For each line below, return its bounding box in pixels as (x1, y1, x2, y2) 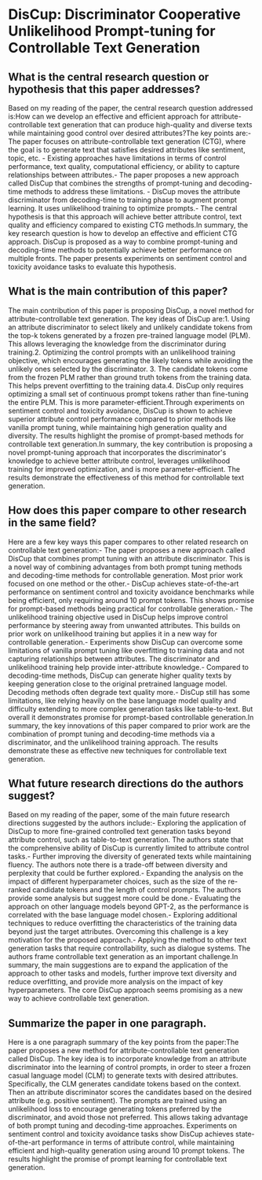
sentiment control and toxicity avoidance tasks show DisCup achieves (8, 1130, 234, 1139)
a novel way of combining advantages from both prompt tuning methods (8, 562, 242, 572)
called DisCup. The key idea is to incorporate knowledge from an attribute (8, 1054, 247, 1064)
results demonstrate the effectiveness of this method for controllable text (8, 472, 245, 482)
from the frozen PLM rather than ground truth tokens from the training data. (8, 372, 253, 382)
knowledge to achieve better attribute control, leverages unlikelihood (8, 456, 231, 465)
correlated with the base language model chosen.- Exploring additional (8, 910, 238, 920)
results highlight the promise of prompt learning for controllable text (8, 1154, 227, 1164)
